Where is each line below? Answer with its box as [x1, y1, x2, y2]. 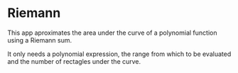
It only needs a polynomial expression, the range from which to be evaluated [7, 50, 232, 58]
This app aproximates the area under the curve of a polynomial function [7, 28, 217, 37]
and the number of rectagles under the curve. [7, 57, 141, 65]
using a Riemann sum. [7, 35, 72, 44]
